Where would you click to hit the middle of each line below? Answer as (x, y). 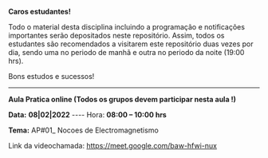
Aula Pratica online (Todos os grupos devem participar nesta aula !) (122, 99)
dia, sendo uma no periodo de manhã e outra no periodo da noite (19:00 (126, 52)
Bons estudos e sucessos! (51, 76)
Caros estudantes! (40, 12)
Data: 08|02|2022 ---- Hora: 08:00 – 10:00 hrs (88, 115)
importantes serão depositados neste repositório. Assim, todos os (116, 36)
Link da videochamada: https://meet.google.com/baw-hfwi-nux (113, 146)
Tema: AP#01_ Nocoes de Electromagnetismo (84, 130)
